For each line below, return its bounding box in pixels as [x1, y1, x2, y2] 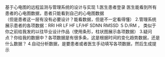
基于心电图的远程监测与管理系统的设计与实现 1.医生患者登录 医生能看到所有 [5, 4, 157, 10]
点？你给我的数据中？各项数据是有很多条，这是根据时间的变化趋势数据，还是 [5, 35, 160, 40]
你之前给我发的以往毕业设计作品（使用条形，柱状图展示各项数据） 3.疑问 [5, 29, 152, 34]
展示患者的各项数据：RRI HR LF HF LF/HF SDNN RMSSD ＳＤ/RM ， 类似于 [5, 22, 156, 28]
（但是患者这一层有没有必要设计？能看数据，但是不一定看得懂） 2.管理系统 [5, 17, 157, 22]
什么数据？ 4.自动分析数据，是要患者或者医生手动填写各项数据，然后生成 [5, 41, 152, 46]
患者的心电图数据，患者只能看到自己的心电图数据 [5, 10, 104, 16]
